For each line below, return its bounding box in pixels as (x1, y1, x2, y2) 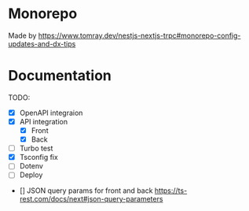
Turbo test (19, 143, 53, 154)
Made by (8, 31, 37, 40)
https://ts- (154, 186, 188, 195)
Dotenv (19, 161, 43, 171)
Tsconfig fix (19, 153, 59, 162)
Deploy (19, 170, 43, 180)
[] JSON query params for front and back (19, 186, 153, 195)
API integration (19, 117, 68, 126)
